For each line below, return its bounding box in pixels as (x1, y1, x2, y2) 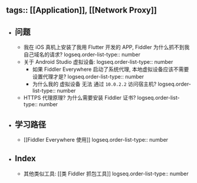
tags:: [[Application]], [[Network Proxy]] (6, 5, 157, 15)
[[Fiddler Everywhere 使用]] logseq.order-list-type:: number (23, 136, 169, 143)
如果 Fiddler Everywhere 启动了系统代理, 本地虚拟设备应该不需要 (32, 66, 189, 73)
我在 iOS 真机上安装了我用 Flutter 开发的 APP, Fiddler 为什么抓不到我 (23, 44, 190, 51)
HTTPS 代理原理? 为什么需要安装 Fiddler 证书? (23, 94, 136, 102)
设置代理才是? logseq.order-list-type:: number (32, 73, 145, 80)
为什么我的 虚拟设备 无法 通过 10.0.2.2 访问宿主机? (32, 80, 157, 88)
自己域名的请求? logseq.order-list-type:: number (23, 51, 140, 58)
